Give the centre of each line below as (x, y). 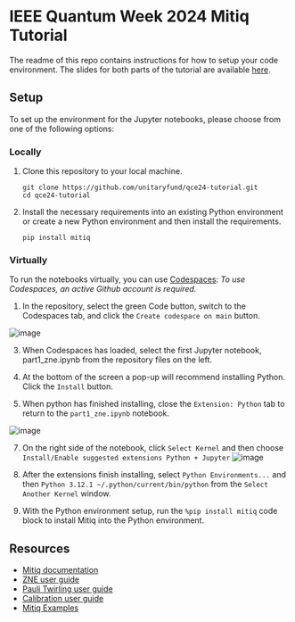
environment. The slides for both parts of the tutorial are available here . (140, 70)
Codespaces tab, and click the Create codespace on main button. (141, 316)
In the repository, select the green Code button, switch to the (134, 306)
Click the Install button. (68, 386)
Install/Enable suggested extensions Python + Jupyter (126, 458)
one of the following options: (61, 129)
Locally (25, 152)
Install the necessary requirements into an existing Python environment (152, 212)
